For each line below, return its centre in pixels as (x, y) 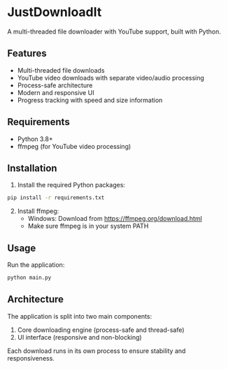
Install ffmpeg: (38, 211)
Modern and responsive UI (56, 92)
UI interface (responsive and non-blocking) (79, 337)
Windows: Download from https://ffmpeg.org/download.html (115, 219)
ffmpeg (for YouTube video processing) (74, 146)
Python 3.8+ (35, 139)
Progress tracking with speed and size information (90, 100)
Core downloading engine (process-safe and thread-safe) (101, 330)
